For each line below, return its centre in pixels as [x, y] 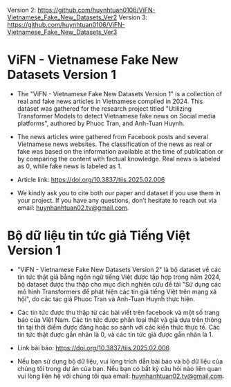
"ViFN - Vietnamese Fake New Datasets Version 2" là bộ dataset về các [119, 269]
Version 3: [133, 17]
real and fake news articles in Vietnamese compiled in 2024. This [110, 101]
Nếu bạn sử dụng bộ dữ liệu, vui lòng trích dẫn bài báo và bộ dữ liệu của [120, 361]
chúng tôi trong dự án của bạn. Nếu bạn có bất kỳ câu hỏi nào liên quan [119, 368]
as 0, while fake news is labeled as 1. [70, 166]
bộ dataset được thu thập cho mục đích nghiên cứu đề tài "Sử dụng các [119, 284]
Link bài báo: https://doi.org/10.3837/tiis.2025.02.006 [93, 348]
